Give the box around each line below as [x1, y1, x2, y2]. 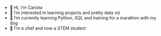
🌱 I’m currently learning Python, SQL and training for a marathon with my [9, 15, 157, 20]
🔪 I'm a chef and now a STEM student [9, 25, 86, 31]
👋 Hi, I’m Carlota [9, 5, 43, 10]
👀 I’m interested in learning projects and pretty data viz [9, 10, 121, 16]
